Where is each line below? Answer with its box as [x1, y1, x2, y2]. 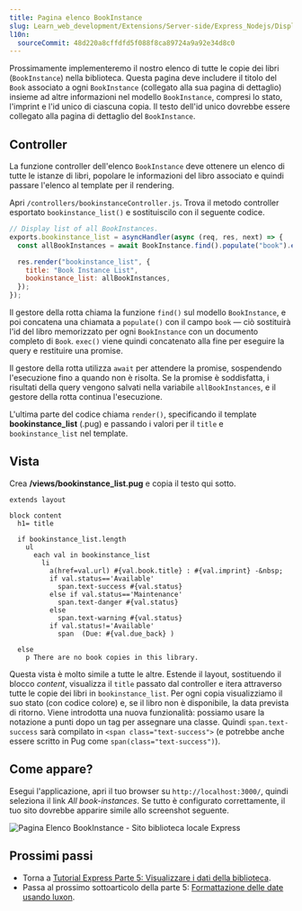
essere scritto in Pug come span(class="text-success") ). [9, 735, 221, 746]
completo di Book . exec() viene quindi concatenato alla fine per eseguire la [9, 336, 285, 347]
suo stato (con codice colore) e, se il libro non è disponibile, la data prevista [9, 697, 289, 708]
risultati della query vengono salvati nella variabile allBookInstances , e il [9, 382, 277, 392]
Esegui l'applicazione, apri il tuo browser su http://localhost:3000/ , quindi [9, 785, 289, 797]
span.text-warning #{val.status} [57, 613, 182, 622]
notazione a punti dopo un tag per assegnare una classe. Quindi [9, 717, 247, 727]
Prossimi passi [9, 848, 93, 864]
